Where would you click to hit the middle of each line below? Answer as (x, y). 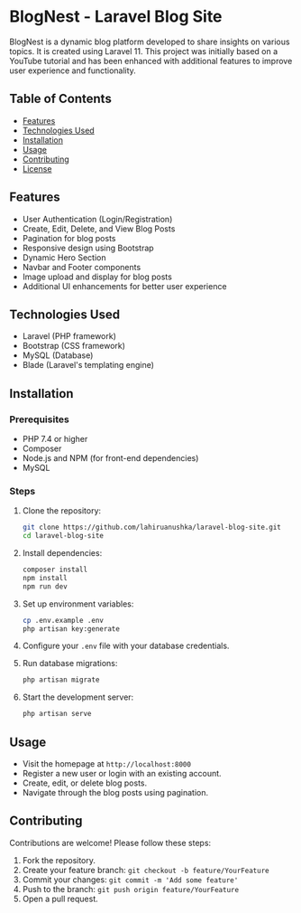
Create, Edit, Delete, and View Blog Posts (99, 229)
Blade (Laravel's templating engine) (88, 365)
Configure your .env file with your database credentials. (126, 646)
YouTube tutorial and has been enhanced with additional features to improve (151, 61)
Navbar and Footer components (82, 267)
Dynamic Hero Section (64, 257)
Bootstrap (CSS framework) (74, 346)
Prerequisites (39, 419)
